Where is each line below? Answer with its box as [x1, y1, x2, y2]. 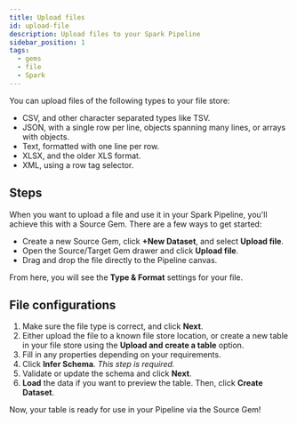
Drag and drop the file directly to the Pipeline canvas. [21, 254, 218, 265]
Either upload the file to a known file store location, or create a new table [21, 331, 289, 341]
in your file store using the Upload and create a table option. [21, 340, 245, 351]
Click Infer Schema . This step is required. [21, 359, 175, 370]
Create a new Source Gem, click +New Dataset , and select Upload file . [21, 236, 285, 246]
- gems [17, 54, 42, 63]
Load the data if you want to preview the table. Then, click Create [21, 378, 264, 388]
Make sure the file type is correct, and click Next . [21, 321, 204, 332]
